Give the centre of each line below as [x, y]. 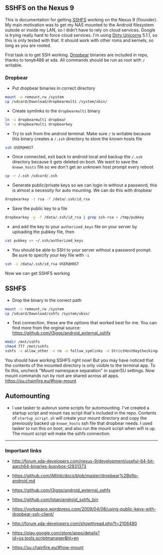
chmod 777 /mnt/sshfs [27, 347]
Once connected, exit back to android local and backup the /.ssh [77, 157]
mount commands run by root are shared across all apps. [62, 376]
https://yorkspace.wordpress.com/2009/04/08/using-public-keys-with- [84, 509]
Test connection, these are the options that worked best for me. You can [84, 323]
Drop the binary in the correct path [47, 300]
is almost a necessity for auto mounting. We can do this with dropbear [82, 190]
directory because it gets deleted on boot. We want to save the [75, 162]
